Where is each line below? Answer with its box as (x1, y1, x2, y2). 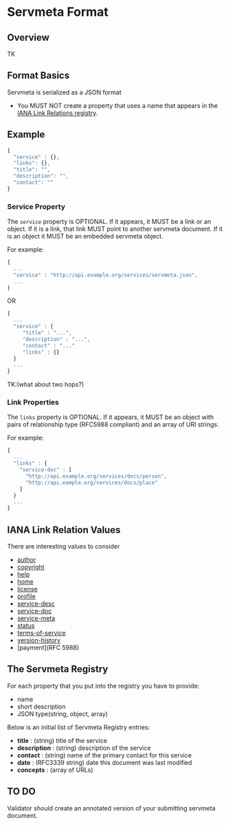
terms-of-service (16, 629, 67, 638)
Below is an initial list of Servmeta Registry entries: (7, 723, 150, 731)
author (16, 556, 36, 564)
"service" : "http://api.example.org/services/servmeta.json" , (13, 272, 198, 278)
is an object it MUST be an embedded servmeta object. (7, 232, 163, 241)
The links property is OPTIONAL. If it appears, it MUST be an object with (7, 413, 214, 421)
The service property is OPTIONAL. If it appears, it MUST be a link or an (7, 218, 211, 226)
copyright (16, 563, 45, 571)
